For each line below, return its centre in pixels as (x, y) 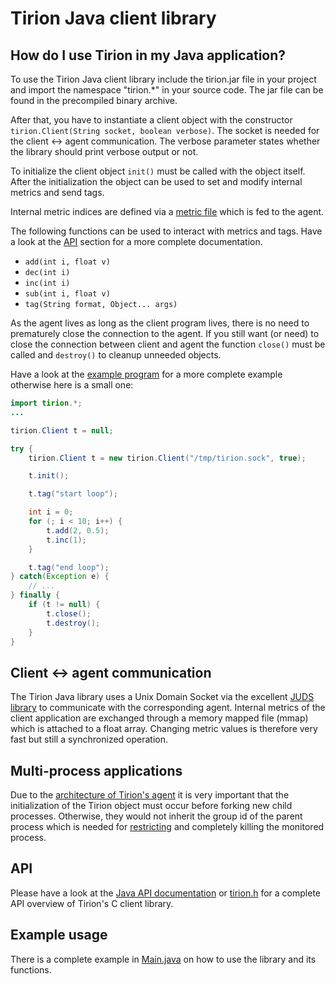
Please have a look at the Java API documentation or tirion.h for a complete (165, 893)
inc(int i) (47, 283)
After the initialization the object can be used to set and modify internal (156, 181)
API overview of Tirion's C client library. (92, 903)
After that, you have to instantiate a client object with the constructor (151, 120)
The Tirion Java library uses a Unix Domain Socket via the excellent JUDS (162, 697)
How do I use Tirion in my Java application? (148, 55)
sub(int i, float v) (67, 294)
